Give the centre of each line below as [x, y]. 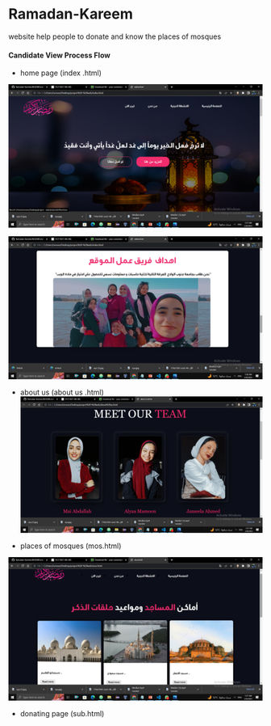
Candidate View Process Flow [59, 55]
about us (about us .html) [62, 392]
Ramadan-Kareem [71, 14]
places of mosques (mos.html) [71, 546]
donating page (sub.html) [62, 713]
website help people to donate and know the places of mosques [115, 36]
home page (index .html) [61, 73]
